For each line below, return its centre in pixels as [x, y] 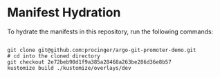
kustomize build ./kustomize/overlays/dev [69, 68]
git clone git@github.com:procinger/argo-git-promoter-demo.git [102, 50]
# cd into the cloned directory [54, 56]
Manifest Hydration [64, 13]
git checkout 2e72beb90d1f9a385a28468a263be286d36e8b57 [89, 62]
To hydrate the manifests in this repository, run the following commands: [110, 31]
